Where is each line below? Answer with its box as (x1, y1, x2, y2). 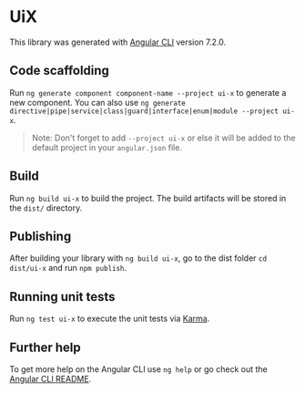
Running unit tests (9, 289, 116, 305)
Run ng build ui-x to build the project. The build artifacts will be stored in (9, 192, 287, 203)
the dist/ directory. (9, 202, 83, 213)
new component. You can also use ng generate (9, 97, 187, 108)
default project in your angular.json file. (31, 141, 182, 152)
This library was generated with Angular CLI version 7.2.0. (9, 36, 226, 47)
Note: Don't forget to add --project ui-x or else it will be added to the (31, 132, 296, 143)
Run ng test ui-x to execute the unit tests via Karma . (9, 313, 210, 325)
